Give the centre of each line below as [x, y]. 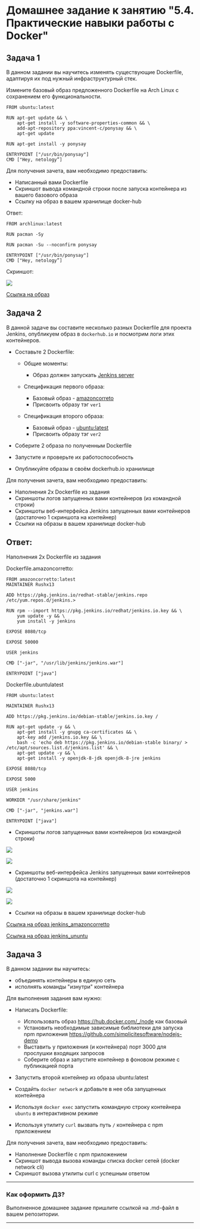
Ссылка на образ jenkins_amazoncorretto [58, 924]
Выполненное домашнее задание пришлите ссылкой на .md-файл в [93, 1207]
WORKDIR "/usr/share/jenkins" [44, 800]
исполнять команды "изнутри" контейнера [69, 987]
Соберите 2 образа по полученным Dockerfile [73, 445]
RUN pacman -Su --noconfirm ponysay [51, 245]
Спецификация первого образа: [64, 387]
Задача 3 [24, 954]
